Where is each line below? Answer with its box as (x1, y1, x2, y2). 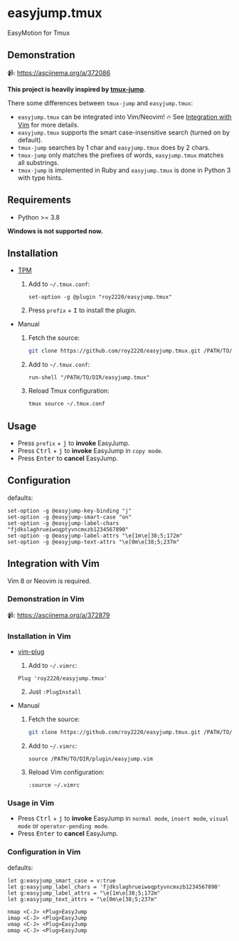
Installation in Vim (7, 631, 71, 641)
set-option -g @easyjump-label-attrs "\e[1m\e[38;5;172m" (7, 532, 183, 539)
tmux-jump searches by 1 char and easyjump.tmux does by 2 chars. (17, 143, 211, 151)
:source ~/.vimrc (28, 782, 80, 789)
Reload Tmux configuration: (28, 386, 110, 395)
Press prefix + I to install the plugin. (28, 306, 137, 314)
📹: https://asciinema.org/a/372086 (7, 68, 111, 77)
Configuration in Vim (7, 847, 81, 857)
